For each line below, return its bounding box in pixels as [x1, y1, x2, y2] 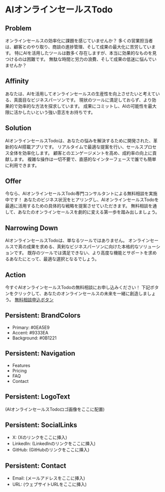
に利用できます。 [5, 162, 39, 168]
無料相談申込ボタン [14, 297, 54, 303]
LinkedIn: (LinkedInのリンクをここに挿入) [12, 441, 96, 447]
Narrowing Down [5, 224, 58, 232]
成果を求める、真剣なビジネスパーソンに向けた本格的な [26, 244, 139, 249]
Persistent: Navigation [5, 349, 75, 358]
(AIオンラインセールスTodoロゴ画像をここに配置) [5, 406, 105, 412]
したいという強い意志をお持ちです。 [22, 109, 96, 115]
